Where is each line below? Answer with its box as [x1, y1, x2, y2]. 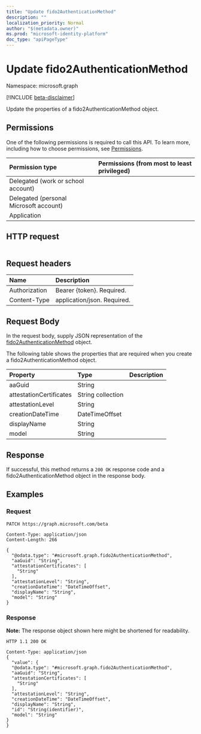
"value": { [11, 659, 39, 665]
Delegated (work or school [9, 177, 84, 185]
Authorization [9, 286, 47, 295]
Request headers [6, 258, 72, 268]
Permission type [9, 163, 57, 171]
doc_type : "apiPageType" [6, 37, 68, 43]
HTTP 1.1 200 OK [6, 638, 47, 644]
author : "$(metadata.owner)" [6, 25, 79, 32]
